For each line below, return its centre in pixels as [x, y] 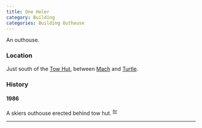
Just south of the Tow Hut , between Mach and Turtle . [72, 69]
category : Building [31, 17]
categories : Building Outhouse [45, 23]
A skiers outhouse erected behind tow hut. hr [62, 112]
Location [20, 56]
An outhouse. [23, 40]
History [17, 84]
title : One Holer [28, 12]
